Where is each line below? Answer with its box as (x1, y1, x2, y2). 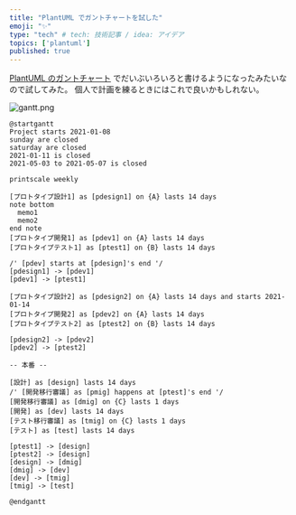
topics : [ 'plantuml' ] (9, 38, 91, 48)
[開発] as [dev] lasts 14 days (9, 407, 125, 417)
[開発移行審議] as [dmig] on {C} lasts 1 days (9, 398, 180, 407)
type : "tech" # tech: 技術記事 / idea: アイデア (9, 30, 185, 39)
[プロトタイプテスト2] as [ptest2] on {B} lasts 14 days (9, 320, 216, 329)
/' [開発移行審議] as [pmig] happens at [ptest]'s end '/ (9, 388, 224, 398)
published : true (9, 47, 70, 56)
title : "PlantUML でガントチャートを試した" (9, 13, 163, 23)
